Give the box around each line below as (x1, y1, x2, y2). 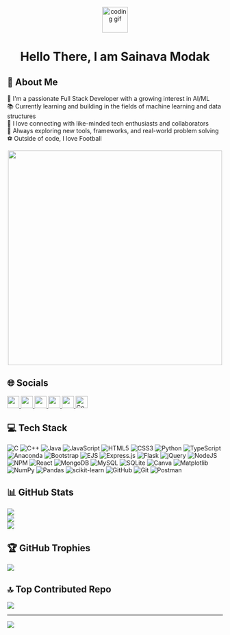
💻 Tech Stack (7, 422, 68, 434)
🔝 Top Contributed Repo (7, 584, 112, 595)
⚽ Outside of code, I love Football (7, 135, 102, 142)
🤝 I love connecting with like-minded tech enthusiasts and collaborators (7, 119, 209, 127)
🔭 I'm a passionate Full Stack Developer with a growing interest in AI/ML (7, 95, 210, 102)
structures (7, 112, 36, 120)
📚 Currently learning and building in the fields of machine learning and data (7, 102, 221, 110)
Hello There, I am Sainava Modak (20, 49, 210, 65)
